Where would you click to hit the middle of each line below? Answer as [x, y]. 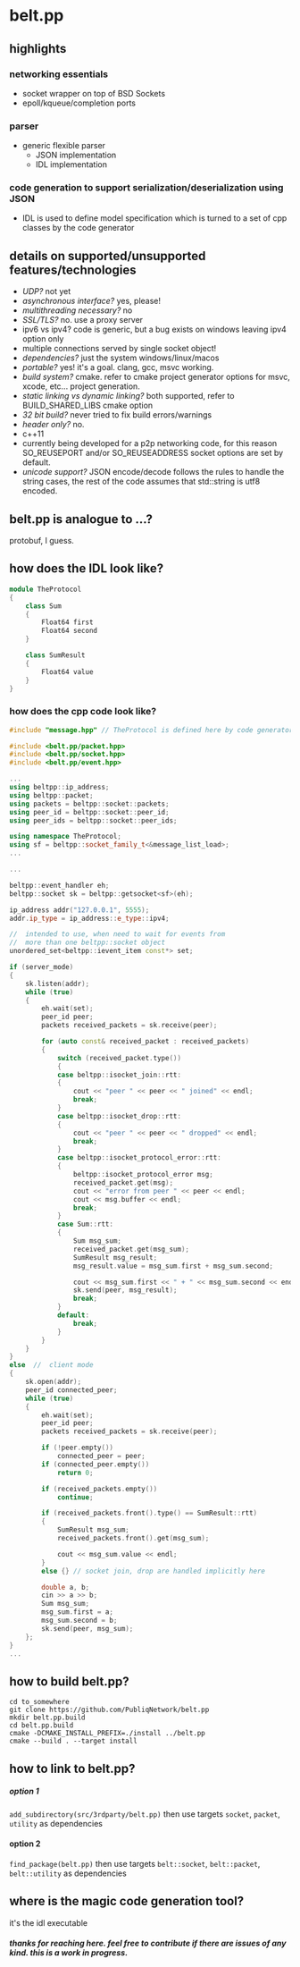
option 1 [25, 1791]
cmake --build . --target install [74, 1741]
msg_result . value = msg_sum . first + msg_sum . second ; [173, 1266]
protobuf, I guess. [42, 541]
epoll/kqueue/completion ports [79, 103]
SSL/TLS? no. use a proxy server [83, 320]
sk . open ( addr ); [54, 1382]
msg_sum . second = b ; [79, 1621]
